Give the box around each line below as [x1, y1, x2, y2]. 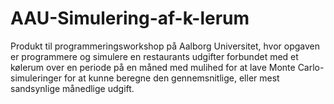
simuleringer [10, 72, 62, 84]
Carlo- [297, 61, 325, 73]
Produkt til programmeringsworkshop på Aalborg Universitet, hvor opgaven [10, 40, 321, 52]
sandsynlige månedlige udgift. [10, 82, 135, 94]
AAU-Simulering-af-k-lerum [10, 7, 250, 30]
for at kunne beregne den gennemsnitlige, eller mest [63, 72, 280, 84]
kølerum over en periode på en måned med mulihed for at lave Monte [10, 61, 296, 73]
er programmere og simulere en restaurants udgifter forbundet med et [10, 50, 299, 62]
